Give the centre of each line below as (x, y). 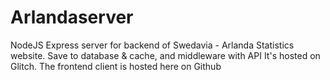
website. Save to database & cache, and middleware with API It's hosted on (165, 55)
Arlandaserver (72, 17)
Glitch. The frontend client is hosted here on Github (116, 66)
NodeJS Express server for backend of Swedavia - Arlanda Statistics (152, 45)
